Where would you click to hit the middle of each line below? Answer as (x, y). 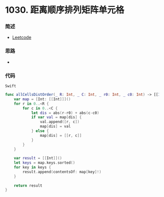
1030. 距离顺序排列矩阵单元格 (65, 10)
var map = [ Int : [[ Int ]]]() (42, 99)
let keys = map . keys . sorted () (45, 163)
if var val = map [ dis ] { (56, 117)
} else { (40, 131)
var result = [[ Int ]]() (38, 158)
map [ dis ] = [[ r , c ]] (61, 135)
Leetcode (22, 38)
